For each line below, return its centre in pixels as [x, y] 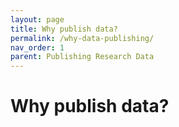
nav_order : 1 [37, 47]
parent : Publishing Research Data [82, 57]
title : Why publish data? [64, 29]
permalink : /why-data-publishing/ [82, 38]
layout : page [37, 19]
